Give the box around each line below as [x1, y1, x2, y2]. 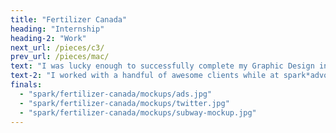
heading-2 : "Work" [10, 33, 87, 43]
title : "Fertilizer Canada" [10, 14, 128, 25]
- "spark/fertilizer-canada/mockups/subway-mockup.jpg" [19, 107, 257, 118]
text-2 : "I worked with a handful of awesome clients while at [10, 71, 280, 81]
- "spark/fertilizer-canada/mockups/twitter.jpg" [19, 98, 230, 108]
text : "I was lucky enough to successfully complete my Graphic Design [10, 61, 315, 71]
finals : [10, 80, 43, 90]
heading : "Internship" [10, 24, 105, 34]
